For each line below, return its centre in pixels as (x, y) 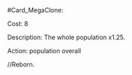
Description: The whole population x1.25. (66, 37)
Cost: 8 (18, 23)
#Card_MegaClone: (35, 10)
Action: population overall (44, 51)
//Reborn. (21, 64)
